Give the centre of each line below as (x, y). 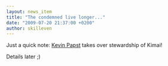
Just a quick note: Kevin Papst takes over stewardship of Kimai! (84, 45)
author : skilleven (29, 28)
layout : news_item (29, 12)
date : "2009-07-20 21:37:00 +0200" (51, 23)
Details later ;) (23, 56)
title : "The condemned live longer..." (56, 17)
